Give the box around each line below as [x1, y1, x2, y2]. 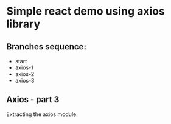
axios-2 [15, 71, 35, 77]
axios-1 [15, 64, 33, 71]
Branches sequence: [6, 41, 87, 52]
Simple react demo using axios [6, 4, 166, 18]
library [6, 17, 41, 31]
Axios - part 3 [6, 94, 60, 105]
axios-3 [15, 77, 35, 84]
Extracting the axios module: [6, 111, 78, 118]
